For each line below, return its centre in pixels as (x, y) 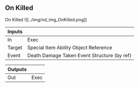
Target (15, 47)
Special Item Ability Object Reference (70, 47)
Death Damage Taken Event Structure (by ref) (79, 55)
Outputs (17, 69)
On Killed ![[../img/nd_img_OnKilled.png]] (46, 19)
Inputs (15, 31)
